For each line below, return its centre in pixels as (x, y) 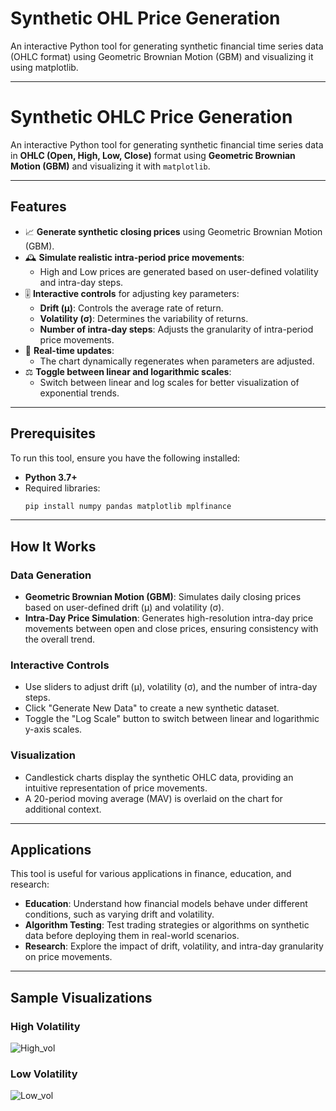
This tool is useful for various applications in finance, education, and (151, 874)
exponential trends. (79, 393)
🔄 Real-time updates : (69, 350)
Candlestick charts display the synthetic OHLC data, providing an (159, 777)
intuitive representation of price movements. (116, 788)
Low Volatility (44, 1074)
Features (38, 207)
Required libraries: (62, 488)
